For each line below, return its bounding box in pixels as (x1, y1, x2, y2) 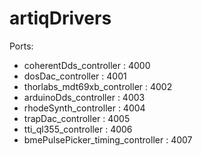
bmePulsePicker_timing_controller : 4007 (23, 133, 193, 146)
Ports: (9, 40, 34, 52)
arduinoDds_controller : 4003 (23, 91, 146, 103)
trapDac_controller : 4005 (23, 112, 131, 124)
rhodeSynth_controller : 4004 (23, 102, 146, 114)
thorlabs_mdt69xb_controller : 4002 (23, 80, 173, 92)
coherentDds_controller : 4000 (23, 59, 151, 71)
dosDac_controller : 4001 (23, 70, 127, 82)
